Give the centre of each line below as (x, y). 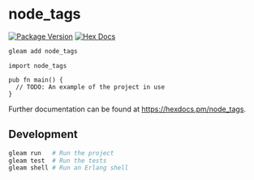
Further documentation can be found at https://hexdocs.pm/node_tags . (127, 109)
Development (43, 134)
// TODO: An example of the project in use (90, 87)
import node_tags (38, 65)
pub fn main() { (36, 80)
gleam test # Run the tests (58, 161)
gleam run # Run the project (61, 153)
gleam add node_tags (43, 51)
